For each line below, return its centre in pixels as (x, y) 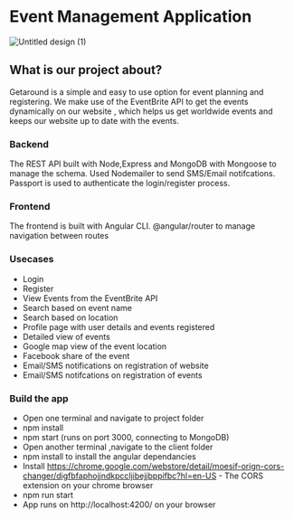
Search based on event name (77, 307)
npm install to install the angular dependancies (109, 456)
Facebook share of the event (76, 355)
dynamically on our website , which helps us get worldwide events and (141, 111)
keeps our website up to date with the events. (94, 120)
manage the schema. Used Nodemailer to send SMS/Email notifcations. (142, 174)
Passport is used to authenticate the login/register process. (120, 184)
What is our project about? (86, 70)
